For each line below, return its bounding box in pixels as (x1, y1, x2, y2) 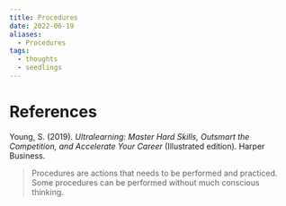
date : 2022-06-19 (9, 21, 75, 30)
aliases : (9, 30, 42, 39)
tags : (9, 47, 30, 56)
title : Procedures (9, 13, 78, 22)
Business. (9, 150, 46, 161)
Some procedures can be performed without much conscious (31, 176, 260, 188)
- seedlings (17, 64, 63, 73)
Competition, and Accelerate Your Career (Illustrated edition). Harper (9, 141, 265, 151)
